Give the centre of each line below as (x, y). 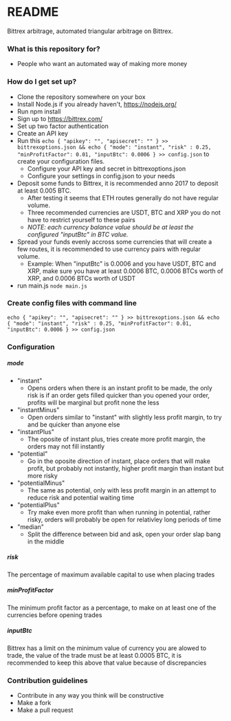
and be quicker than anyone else (74, 424)
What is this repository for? (54, 49)
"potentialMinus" (41, 483)
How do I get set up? (42, 82)
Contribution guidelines (47, 680)
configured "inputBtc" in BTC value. (78, 234)
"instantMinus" (38, 409)
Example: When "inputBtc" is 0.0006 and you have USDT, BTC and (122, 263)
